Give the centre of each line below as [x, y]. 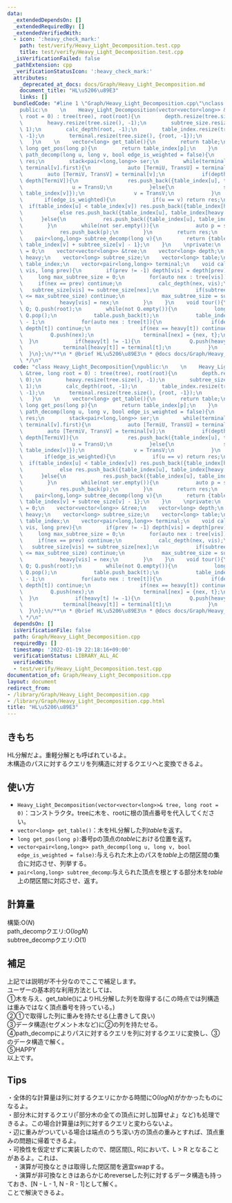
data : [15, 13]
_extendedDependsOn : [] [47, 20]
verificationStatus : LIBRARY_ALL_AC [66, 656]
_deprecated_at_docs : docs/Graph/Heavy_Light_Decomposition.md [113, 84]
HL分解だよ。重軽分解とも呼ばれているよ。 [68, 755]
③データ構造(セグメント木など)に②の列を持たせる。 [85, 1025]
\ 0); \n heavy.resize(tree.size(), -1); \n [93, 380]
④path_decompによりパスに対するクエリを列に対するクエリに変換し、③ [114, 1033]
